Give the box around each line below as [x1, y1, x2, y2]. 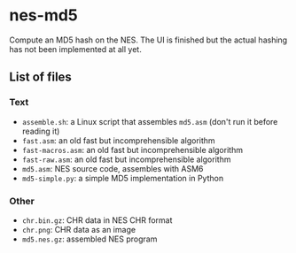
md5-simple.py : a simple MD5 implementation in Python [21, 172, 224, 183]
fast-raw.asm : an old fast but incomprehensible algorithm [21, 154, 231, 165]
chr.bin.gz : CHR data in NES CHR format [21, 214, 173, 226]
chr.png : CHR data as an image [21, 224, 136, 234]
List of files [9, 70, 73, 85]
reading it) [21, 126, 60, 136]
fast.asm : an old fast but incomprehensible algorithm [21, 134, 215, 146]
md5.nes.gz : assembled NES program [21, 234, 158, 244]
